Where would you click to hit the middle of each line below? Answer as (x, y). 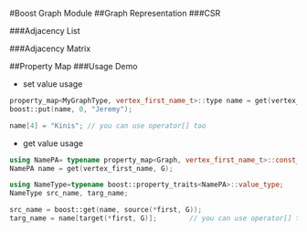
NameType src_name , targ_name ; (69, 194)
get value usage (53, 143)
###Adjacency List (45, 31)
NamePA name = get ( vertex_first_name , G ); (91, 168)
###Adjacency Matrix (50, 48)
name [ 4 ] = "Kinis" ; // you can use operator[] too (108, 126)
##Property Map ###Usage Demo (74, 66)
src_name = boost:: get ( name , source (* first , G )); (106, 210)
